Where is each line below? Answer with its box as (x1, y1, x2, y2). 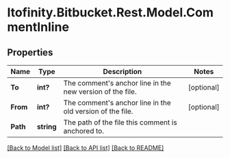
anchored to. (63, 127, 105, 135)
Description (103, 67, 142, 76)
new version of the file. (63, 87, 137, 96)
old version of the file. (63, 107, 133, 116)
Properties (7, 47, 53, 58)
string (36, 122, 57, 131)
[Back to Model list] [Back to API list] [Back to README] (7, 144, 164, 152)
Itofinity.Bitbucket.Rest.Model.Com (7, 5, 214, 21)
